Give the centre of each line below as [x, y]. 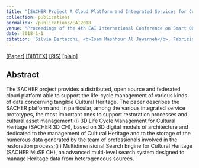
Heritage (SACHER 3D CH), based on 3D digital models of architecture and [97, 127]
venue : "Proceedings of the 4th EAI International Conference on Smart [96, 28]
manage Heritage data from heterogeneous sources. [70, 159]
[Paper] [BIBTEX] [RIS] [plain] [42, 56]
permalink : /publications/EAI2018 [49, 23]
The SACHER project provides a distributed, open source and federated [93, 89]
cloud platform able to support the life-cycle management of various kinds [97, 95]
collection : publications [38, 17]
